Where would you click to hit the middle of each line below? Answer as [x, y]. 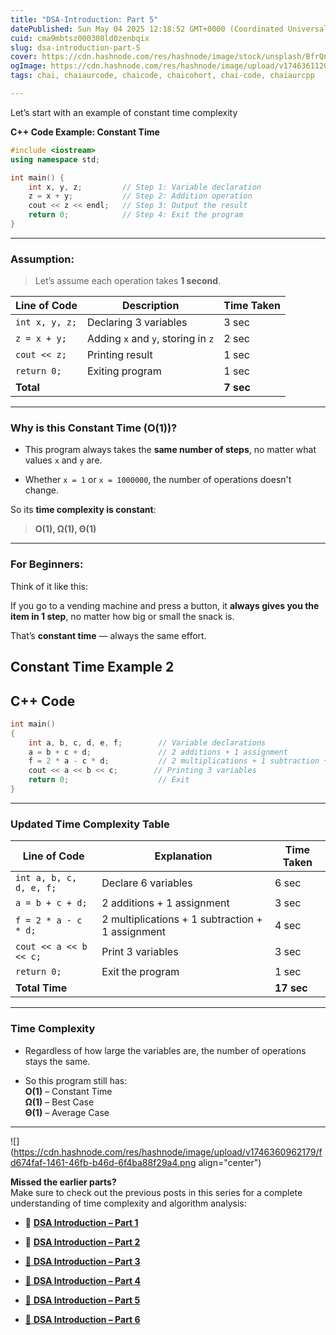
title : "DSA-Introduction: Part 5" [84, 19]
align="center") [230, 1162]
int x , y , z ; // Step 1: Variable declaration [145, 187]
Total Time [41, 988]
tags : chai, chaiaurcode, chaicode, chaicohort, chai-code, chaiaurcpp [162, 76]
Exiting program [124, 371]
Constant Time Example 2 [92, 667]
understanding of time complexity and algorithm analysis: [128, 1203]
